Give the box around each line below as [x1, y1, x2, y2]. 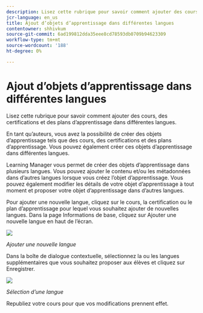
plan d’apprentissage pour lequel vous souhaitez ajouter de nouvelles [6, 204, 179, 212]
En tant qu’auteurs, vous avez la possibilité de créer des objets [6, 130, 162, 138]
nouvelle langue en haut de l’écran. [6, 218, 94, 225]
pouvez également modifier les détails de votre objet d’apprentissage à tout [6, 180, 195, 188]
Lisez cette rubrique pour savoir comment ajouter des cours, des [6, 112, 168, 119]
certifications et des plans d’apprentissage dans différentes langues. [6, 118, 177, 125]
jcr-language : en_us [6, 14, 59, 21]
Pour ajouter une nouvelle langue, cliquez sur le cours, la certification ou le [6, 198, 193, 206]
